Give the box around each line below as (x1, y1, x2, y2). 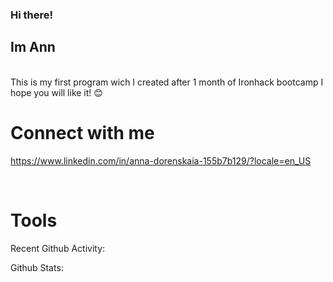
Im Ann (10, 39, 56, 56)
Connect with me (10, 121, 155, 144)
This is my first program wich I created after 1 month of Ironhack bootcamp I (10, 76, 324, 88)
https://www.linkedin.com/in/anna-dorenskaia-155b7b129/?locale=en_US (10, 154, 312, 167)
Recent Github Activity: (10, 242, 106, 254)
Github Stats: (10, 261, 64, 273)
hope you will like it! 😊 (10, 86, 103, 98)
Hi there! (10, 8, 54, 22)
